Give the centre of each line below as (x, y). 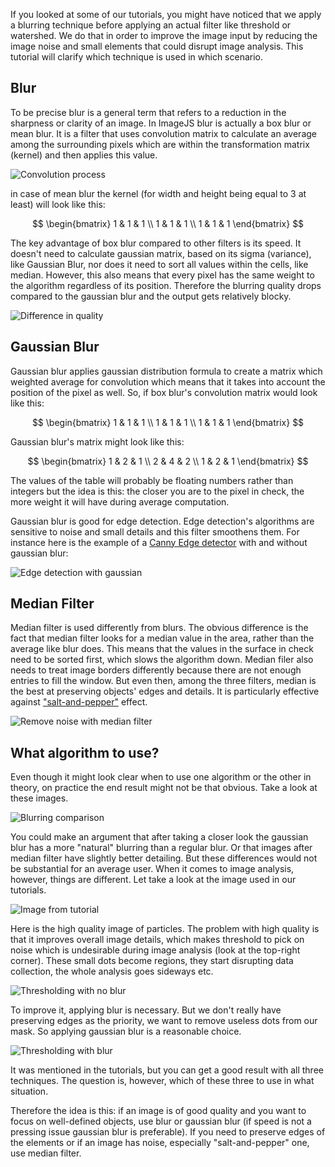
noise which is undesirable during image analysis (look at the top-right (155, 950)
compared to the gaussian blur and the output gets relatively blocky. (151, 296)
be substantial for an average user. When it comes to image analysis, (152, 869)
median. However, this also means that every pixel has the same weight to (162, 275)
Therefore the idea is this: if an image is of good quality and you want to (158, 1111)
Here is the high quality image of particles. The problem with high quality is (165, 929)
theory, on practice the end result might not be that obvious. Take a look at (164, 788)
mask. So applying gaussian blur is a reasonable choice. (126, 1031)
